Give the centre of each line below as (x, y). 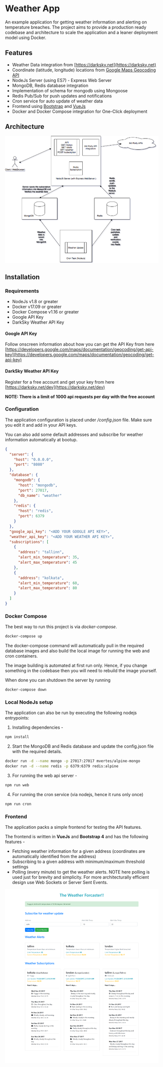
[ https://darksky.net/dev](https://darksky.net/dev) (55, 387)
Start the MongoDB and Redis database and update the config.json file (83, 746)
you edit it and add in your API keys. (41, 425)
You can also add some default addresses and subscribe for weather (74, 434)
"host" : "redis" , (36, 511)
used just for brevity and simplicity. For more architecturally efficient (81, 877)
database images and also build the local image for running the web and (77, 651)
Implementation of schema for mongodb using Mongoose (70, 90)
